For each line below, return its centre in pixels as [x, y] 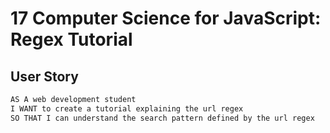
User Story [44, 76]
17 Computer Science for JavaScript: [166, 18]
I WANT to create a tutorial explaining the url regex [127, 108]
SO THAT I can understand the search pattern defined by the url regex [162, 118]
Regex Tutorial [71, 39]
